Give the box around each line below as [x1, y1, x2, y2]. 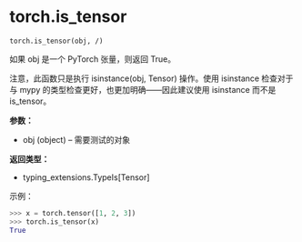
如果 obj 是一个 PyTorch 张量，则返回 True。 [9, 53, 176, 65]
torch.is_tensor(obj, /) [9, 36, 104, 45]
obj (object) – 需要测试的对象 [22, 134, 131, 145]
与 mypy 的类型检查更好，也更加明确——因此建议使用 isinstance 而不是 [9, 84, 277, 95]
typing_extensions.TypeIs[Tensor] [22, 171, 150, 183]
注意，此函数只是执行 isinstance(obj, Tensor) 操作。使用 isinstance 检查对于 [9, 73, 294, 84]
